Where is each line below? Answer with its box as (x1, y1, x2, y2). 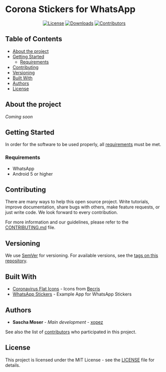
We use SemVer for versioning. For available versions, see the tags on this (5, 253, 158, 259)
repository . (5, 258, 28, 264)
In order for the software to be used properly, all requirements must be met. (5, 141, 161, 147)
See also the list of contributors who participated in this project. (5, 329, 137, 335)
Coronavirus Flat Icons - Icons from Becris (12, 286, 100, 292)
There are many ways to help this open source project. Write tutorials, (5, 199, 149, 205)
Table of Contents (5, 35, 63, 43)
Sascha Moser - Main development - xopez (12, 319, 103, 325)
